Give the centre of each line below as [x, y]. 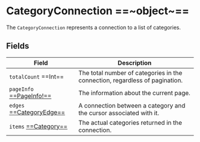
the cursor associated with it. [119, 113]
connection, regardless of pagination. [131, 80]
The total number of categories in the [130, 72]
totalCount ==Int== [37, 77]
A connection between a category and [132, 105]
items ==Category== [38, 126]
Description [135, 62]
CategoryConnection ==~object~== [98, 11]
